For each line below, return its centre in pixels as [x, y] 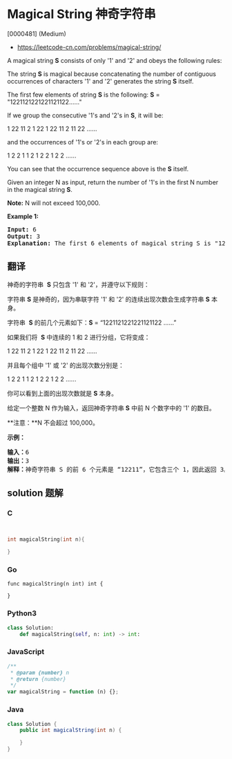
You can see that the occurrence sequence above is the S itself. [98, 169]
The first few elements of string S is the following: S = [84, 95]
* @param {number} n [40, 673]
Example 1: [23, 216]
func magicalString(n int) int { [55, 584]
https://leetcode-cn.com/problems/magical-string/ [89, 47]
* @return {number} [38, 679]
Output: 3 [23, 236]
